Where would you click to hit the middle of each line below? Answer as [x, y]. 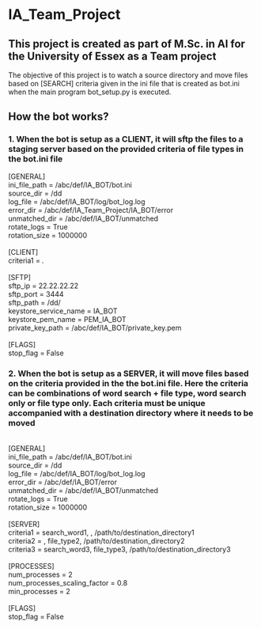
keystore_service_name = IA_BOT [63, 311]
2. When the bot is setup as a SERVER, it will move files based [129, 373]
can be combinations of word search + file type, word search [127, 393]
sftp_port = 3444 [36, 294]
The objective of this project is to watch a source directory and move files [128, 75]
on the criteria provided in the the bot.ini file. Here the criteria [129, 383]
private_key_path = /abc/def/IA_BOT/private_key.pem [95, 328]
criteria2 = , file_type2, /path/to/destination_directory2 [96, 540]
